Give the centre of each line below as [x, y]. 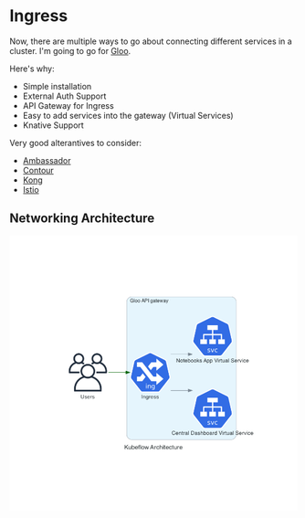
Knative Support [53, 125]
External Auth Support [64, 96]
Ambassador [47, 160]
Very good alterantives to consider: [76, 143]
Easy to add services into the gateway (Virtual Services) [128, 115]
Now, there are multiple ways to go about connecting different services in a [151, 41]
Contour [38, 170]
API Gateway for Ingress [68, 105]
